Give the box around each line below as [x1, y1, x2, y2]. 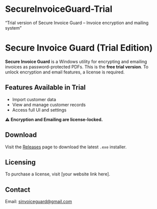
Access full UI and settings [12, 107, 67, 113]
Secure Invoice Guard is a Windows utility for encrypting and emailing [5, 58, 147, 65]
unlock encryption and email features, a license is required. [5, 69, 125, 75]
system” [5, 25, 22, 31]
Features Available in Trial [5, 83, 86, 92]
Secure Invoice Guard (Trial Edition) [5, 42, 153, 54]
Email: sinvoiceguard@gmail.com [5, 199, 72, 205]
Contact [5, 185, 30, 194]
